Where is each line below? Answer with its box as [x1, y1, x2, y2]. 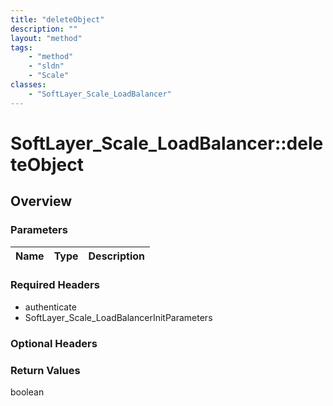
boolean [10, 386, 45, 398]
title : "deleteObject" [10, 14, 105, 25]
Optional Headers [10, 336, 98, 350]
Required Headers [10, 278, 100, 292]
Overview [10, 193, 73, 210]
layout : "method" [10, 33, 83, 43]
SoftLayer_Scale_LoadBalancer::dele [10, 132, 324, 155]
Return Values [10, 363, 81, 377]
